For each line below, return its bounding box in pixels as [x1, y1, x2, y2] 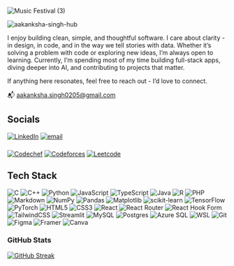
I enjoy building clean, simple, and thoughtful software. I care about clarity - [7, 34, 226, 42]
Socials [7, 114, 41, 126]
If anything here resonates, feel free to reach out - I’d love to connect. [7, 77, 207, 85]
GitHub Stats [7, 235, 52, 245]
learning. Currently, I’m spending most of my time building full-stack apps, [7, 56, 221, 64]
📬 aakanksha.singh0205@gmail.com [7, 91, 116, 99]
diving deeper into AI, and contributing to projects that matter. [7, 64, 185, 71]
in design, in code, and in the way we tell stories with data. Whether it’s [7, 41, 212, 49]
